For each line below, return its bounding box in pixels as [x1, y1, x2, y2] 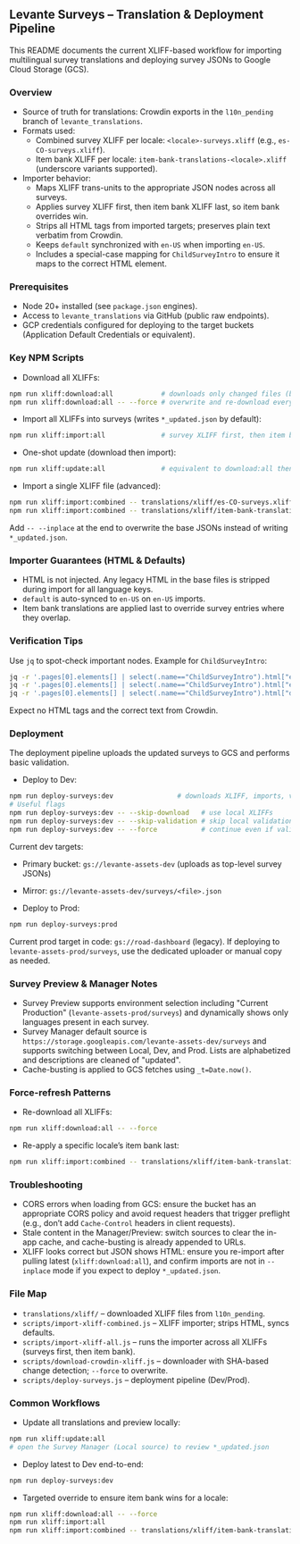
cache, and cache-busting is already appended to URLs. [38, 1237, 246, 1247]
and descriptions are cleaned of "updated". [21, 1054, 181, 1066]
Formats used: [21, 125, 76, 137]
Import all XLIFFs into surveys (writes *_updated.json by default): [21, 414, 262, 424]
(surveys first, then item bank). [21, 1346, 136, 1356]
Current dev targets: [9, 841, 84, 852]
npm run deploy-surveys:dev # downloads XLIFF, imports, [9, 792, 286, 801]
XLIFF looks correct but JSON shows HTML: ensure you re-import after [21, 1246, 285, 1257]
